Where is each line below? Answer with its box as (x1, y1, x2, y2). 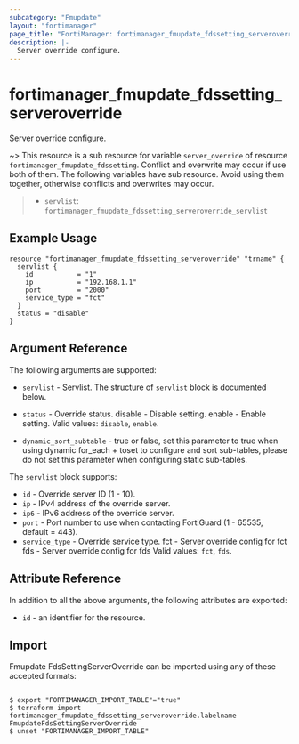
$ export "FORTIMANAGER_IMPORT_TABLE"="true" (9, 696, 181, 705)
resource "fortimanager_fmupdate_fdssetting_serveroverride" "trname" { (9, 255, 285, 263)
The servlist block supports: (9, 471, 117, 481)
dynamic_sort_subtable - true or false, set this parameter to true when (21, 435, 279, 446)
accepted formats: (9, 671, 77, 682)
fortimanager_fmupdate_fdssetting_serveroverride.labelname (9, 711, 238, 721)
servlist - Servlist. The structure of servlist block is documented (21, 382, 267, 392)
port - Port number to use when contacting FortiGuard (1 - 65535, (21, 517, 264, 528)
